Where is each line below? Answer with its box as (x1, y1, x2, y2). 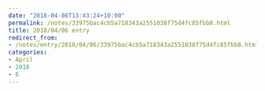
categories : (8, 48, 47, 56)
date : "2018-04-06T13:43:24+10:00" (8, 11, 125, 20)
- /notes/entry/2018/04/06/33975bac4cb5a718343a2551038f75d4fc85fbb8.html (8, 41, 259, 49)
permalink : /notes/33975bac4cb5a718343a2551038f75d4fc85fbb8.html (8, 19, 231, 27)
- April (8, 56, 34, 64)
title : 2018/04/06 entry (8, 26, 90, 34)
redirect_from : (8, 33, 58, 42)
